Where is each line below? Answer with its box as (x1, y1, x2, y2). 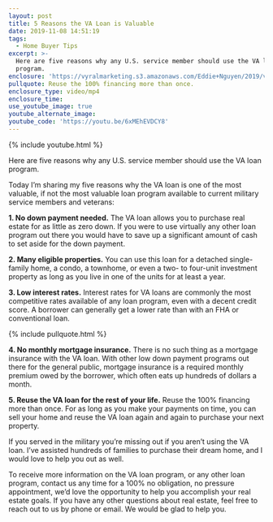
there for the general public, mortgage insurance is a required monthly (8, 362, 244, 372)
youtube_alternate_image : (8, 110, 96, 119)
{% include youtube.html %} (8, 140, 103, 149)
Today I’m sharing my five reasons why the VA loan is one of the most (8, 179, 242, 189)
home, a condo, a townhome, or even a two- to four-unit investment (30, 263, 258, 273)
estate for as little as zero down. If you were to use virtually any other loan (8, 221, 256, 231)
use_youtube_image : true (8, 102, 93, 110)
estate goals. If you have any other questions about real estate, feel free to (8, 495, 258, 505)
